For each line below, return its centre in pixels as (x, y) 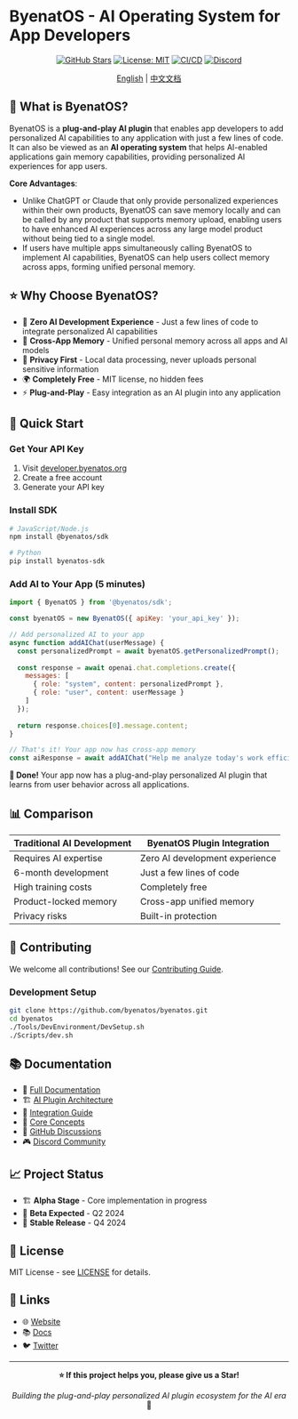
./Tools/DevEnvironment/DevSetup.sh (77, 1027)
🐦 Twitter (40, 1345)
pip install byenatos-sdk (57, 561)
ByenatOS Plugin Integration (208, 843)
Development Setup (53, 992)
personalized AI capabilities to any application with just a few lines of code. (146, 137)
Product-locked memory (66, 902)
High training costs (53, 887)
